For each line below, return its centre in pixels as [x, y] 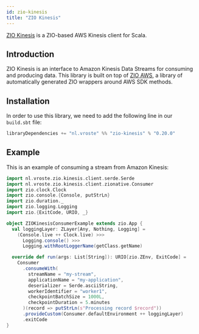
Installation [28, 101]
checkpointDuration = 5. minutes [69, 303]
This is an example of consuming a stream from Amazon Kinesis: [88, 167]
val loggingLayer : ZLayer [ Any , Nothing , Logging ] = [79, 229]
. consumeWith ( [40, 269]
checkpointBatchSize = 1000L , [66, 297]
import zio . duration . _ [35, 201]
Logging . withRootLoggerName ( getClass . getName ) [82, 246]
